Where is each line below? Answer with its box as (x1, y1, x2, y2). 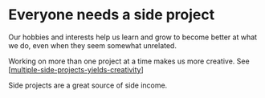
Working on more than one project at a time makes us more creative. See (8, 56, 251, 66)
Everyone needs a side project (8, 6, 215, 24)
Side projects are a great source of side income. (8, 80, 168, 90)
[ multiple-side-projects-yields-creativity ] (8, 64, 145, 74)
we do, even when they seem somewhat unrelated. (8, 40, 177, 50)
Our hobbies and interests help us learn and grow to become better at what (8, 32, 258, 42)
